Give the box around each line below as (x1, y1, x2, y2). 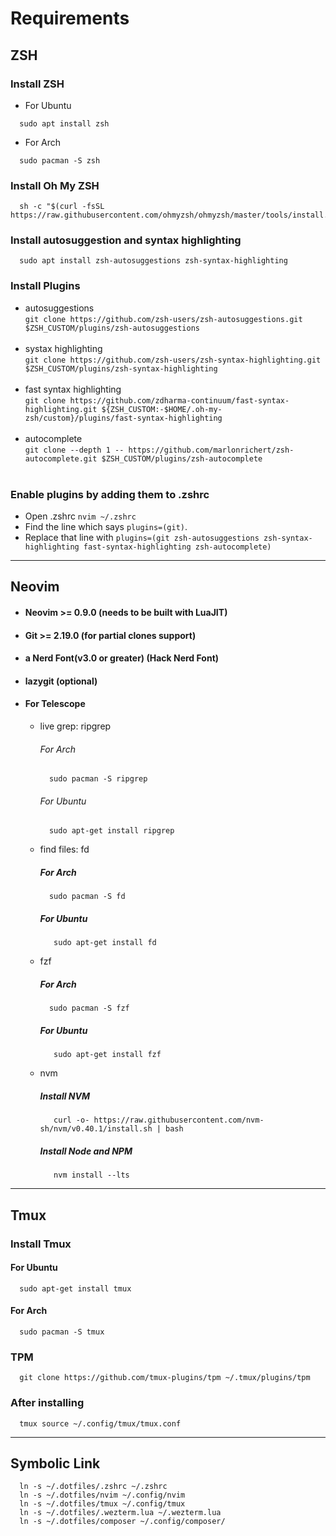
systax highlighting (24, 342, 103, 354)
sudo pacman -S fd (48, 892, 126, 902)
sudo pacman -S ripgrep (48, 774, 148, 784)
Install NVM (39, 1090, 90, 1102)
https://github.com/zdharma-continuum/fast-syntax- (69, 395, 290, 406)
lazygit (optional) (24, 675, 98, 687)
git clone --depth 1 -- (24, 445, 125, 455)
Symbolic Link (10, 1455, 101, 1472)
